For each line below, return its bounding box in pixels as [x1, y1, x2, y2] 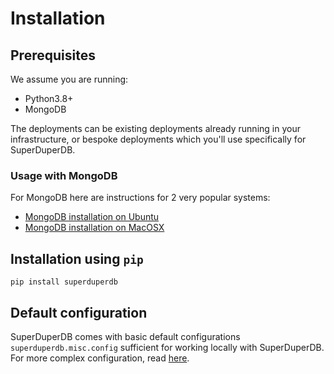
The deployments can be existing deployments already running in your [10, 123, 301, 134]
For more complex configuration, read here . [10, 352, 190, 364]
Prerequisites [10, 47, 96, 64]
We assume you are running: [10, 73, 129, 85]
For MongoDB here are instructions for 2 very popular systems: [10, 192, 271, 204]
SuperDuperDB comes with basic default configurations [10, 330, 241, 342]
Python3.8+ [24, 93, 74, 104]
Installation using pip [10, 250, 144, 267]
